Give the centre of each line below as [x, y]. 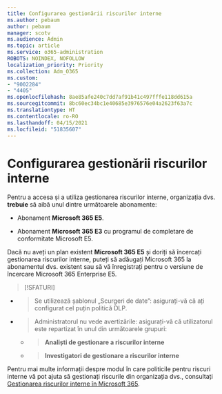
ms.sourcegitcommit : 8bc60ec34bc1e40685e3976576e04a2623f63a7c [100, 104]
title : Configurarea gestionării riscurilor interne [84, 13]
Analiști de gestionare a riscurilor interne [104, 342]
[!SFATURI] [39, 288]
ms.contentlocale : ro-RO [43, 116]
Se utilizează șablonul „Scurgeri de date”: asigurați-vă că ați [119, 301]
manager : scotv [29, 33]
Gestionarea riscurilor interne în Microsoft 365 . [73, 384]
